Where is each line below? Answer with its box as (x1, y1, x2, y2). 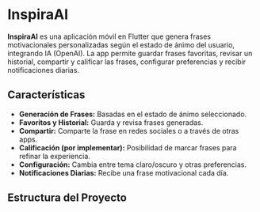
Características (7, 89, 86, 102)
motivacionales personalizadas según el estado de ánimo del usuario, (7, 40, 235, 49)
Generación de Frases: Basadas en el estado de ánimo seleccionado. (18, 109, 247, 119)
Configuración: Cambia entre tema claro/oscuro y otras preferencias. (18, 160, 247, 169)
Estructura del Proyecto (7, 191, 128, 205)
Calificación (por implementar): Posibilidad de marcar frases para (18, 142, 237, 152)
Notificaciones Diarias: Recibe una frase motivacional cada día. (18, 168, 229, 177)
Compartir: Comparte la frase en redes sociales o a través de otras (18, 126, 239, 135)
